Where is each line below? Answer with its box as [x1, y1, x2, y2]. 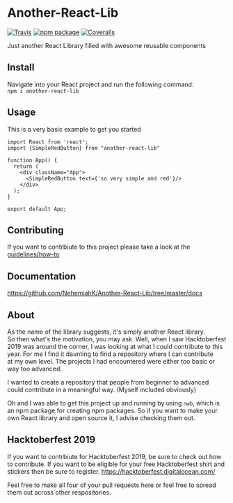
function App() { [7, 157, 58, 164]
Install [7, 61, 35, 74]
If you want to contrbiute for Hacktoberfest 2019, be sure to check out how [7, 452, 222, 461]
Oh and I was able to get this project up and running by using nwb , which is [7, 399, 220, 407]
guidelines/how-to [7, 250, 60, 258]
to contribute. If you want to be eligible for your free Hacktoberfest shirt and [7, 460, 225, 468]
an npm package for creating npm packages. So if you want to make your [7, 406, 218, 415]
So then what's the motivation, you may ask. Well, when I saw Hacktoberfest [7, 335, 227, 343]
